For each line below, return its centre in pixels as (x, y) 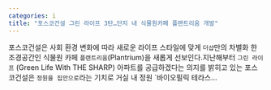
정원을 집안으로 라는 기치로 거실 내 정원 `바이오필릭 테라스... (127, 77)
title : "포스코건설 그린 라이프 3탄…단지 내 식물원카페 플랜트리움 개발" (114, 23)
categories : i (32, 16)
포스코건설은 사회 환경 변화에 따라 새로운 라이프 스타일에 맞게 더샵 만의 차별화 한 (133, 47)
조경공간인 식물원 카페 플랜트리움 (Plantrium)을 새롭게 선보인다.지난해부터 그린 (129, 57)
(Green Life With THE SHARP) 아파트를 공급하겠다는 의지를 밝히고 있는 (129, 67)
